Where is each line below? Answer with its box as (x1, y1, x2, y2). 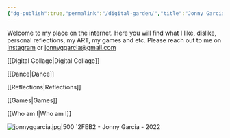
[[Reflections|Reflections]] (7, 83, 81, 91)
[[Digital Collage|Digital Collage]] (7, 56, 100, 65)
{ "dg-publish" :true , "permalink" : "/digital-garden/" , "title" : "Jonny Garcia (7, 10, 225, 17)
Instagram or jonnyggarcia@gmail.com (7, 43, 116, 51)
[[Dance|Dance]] (7, 70, 55, 78)
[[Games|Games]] (7, 96, 58, 105)
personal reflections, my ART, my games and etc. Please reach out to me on (7, 36, 221, 44)
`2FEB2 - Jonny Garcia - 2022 (75, 122, 161, 130)
